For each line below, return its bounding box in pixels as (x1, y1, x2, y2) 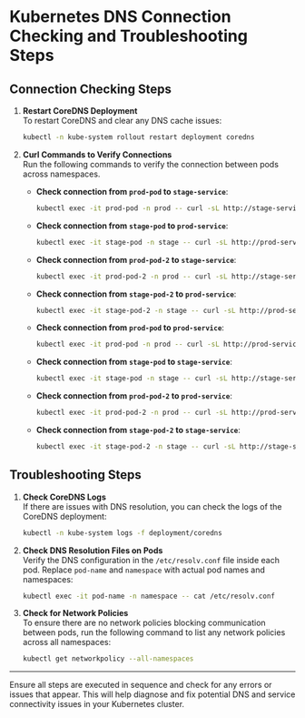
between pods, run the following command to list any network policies (22, 627, 286, 638)
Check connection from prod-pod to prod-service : (35, 322, 225, 333)
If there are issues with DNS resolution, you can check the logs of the (22, 501, 282, 511)
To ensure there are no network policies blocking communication (22, 617, 266, 629)
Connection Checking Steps (9, 81, 172, 96)
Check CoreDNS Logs (22, 491, 106, 502)
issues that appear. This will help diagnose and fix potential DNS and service (9, 689, 296, 700)
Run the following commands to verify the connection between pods (22, 158, 280, 169)
